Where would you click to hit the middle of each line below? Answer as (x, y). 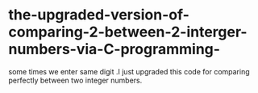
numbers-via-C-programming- (114, 49)
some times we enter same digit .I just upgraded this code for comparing (129, 71)
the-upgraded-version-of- (99, 15)
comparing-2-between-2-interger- (128, 32)
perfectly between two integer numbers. (75, 80)
